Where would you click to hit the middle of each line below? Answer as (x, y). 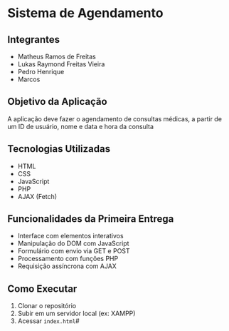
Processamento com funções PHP (68, 259)
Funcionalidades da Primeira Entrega (91, 219)
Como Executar (42, 289)
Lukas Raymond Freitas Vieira (61, 64)
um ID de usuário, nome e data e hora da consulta (81, 126)
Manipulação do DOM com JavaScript (73, 243)
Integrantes (34, 40)
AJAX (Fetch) (37, 196)
